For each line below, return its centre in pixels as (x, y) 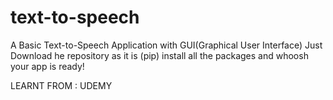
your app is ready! (47, 66)
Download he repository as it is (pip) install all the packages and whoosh (159, 55)
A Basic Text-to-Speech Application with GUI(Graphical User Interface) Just (166, 45)
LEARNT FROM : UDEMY (61, 85)
